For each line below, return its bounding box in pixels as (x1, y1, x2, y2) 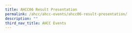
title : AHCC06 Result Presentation (5, 7, 77, 12)
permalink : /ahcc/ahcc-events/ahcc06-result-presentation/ (5, 12, 128, 16)
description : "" (5, 16, 38, 21)
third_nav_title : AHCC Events (5, 20, 67, 26)
